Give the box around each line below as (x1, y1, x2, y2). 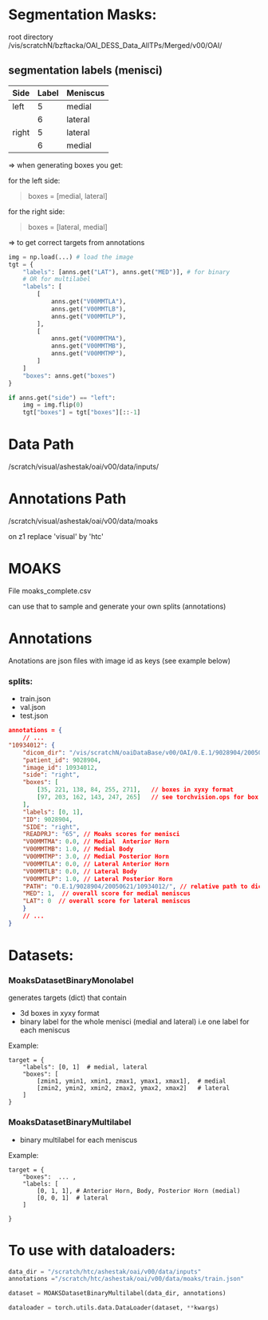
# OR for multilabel (22, 275, 91, 283)
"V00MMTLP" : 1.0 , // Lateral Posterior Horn (22, 874, 173, 883)
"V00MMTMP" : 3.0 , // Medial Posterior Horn (22, 853, 170, 861)
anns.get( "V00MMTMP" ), (50, 350, 127, 358)
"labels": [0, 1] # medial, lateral (22, 1064, 148, 1072)
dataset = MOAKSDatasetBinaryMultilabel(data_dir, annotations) (8, 1290, 227, 1298)
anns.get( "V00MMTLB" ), (50, 305, 127, 313)
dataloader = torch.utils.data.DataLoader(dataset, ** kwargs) (8, 1304, 219, 1312)
